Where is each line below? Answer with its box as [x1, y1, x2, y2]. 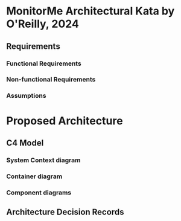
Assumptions [6, 92, 46, 100]
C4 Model [6, 138, 44, 148]
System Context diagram [6, 156, 81, 164]
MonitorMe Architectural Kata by [6, 4, 175, 18]
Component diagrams [6, 188, 71, 197]
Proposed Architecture [6, 114, 123, 127]
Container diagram [6, 172, 63, 181]
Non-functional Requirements [6, 75, 96, 84]
